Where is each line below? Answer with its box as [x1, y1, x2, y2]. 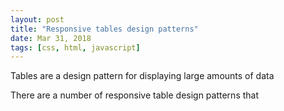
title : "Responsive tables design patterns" [10, 24, 199, 34]
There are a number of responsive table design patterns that [10, 89, 260, 101]
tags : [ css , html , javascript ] [10, 42, 141, 53]
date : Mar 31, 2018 [10, 33, 92, 43]
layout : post [10, 14, 65, 25]
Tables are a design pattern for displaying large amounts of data [10, 70, 275, 82]
